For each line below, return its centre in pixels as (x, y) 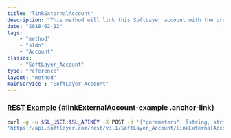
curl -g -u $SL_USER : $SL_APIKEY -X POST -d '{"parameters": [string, (109, 122)
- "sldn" (32, 45)
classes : (20, 58)
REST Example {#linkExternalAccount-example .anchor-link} (111, 108)
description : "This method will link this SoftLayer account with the (110, 20)
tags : (15, 33)
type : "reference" (33, 71)
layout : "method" (32, 77)
